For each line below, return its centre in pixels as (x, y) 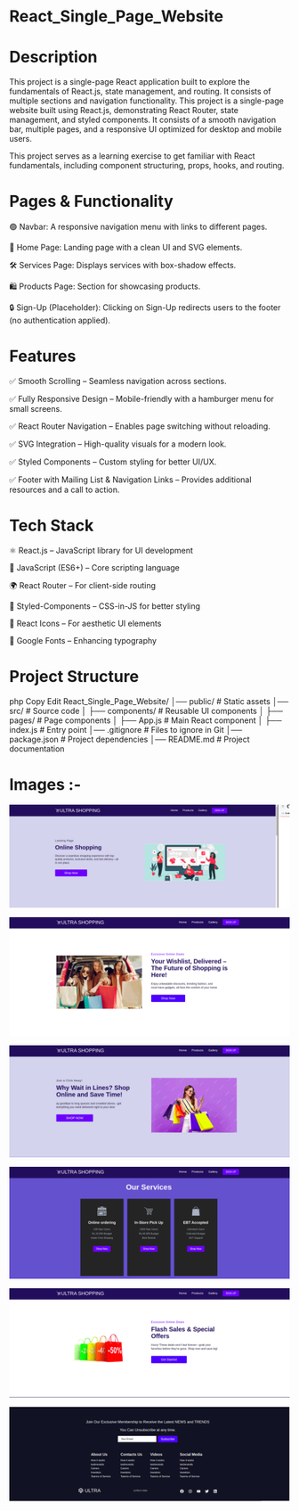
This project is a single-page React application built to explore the (130, 82)
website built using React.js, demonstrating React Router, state (124, 111)
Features (43, 356)
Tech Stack (52, 526)
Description (53, 57)
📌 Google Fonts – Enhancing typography (83, 640)
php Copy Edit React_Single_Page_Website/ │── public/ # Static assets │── (149, 701)
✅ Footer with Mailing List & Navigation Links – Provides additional (130, 480)
